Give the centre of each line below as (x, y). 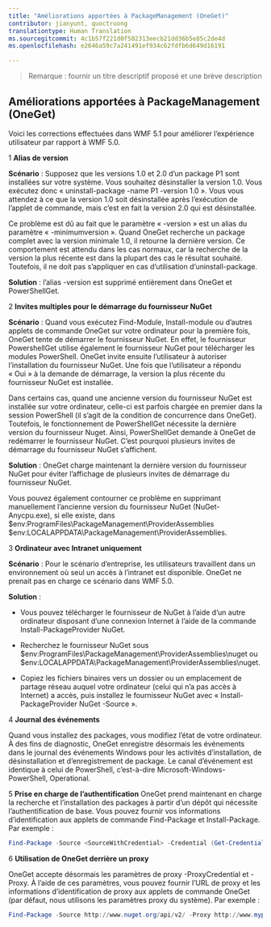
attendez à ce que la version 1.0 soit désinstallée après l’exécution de (123, 199)
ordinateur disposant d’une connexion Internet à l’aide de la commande (138, 620)
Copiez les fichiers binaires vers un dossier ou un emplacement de (131, 678)
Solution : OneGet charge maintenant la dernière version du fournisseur (128, 465)
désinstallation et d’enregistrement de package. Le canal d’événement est (131, 760)
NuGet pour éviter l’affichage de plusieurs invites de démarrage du (119, 473)
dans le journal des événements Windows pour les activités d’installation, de (135, 752)
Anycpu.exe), (30, 515)
